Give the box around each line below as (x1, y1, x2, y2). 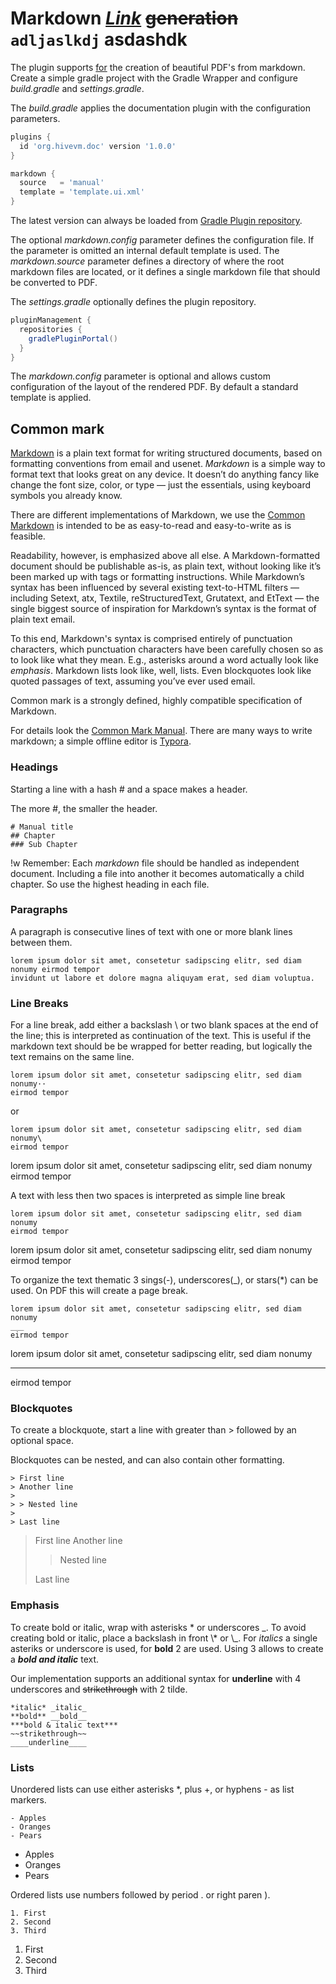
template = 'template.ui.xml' (19, 187, 145, 197)
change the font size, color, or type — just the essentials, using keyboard (10, 479, 312, 491)
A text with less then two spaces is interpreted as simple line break (10, 1190, 286, 1202)
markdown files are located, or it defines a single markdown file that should (10, 266, 321, 278)
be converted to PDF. (10, 277, 98, 289)
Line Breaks (10, 996, 69, 1010)
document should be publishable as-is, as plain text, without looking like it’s (10, 560, 322, 572)
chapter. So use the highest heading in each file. (10, 878, 210, 890)
